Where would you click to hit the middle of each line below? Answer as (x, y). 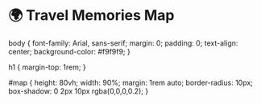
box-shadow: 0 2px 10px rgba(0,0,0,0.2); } (79, 91)
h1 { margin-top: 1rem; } (47, 67)
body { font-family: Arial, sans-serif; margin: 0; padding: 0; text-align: (123, 43)
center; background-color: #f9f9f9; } (69, 51)
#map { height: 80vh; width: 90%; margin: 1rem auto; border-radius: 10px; (131, 82)
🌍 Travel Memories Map (91, 16)
